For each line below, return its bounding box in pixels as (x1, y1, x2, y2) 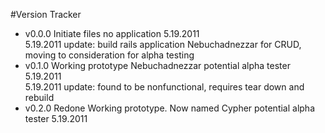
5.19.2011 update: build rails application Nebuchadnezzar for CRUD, (24, 39, 302, 50)
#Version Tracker (10, 9, 82, 20)
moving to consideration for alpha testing (24, 49, 195, 61)
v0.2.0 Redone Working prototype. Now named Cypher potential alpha (24, 102, 316, 114)
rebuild (24, 92, 55, 103)
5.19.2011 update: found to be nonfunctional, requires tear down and (24, 81, 305, 93)
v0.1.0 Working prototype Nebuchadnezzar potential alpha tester (24, 60, 291, 71)
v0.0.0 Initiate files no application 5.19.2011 (24, 28, 200, 39)
